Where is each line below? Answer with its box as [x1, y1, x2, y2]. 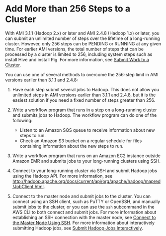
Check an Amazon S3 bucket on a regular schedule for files [19, 138, 142, 144]
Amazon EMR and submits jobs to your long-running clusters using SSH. [12, 158, 161, 164]
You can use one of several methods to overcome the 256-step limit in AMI [5, 71, 159, 77]
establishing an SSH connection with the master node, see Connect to [12, 214, 156, 220]
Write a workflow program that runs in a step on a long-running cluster [12, 107, 158, 113]
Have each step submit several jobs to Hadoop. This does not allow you [12, 86, 160, 92]
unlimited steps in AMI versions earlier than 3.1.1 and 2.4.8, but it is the [12, 92, 156, 98]
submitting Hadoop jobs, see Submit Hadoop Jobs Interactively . [12, 225, 143, 231]
